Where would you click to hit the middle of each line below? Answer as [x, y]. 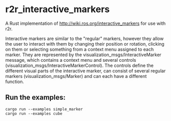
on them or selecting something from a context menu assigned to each [80, 49]
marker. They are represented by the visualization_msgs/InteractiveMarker [83, 55]
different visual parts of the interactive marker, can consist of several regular [85, 71]
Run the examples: [36, 97]
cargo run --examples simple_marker [44, 109]
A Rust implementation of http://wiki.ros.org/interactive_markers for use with [85, 23]
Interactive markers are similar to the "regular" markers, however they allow [84, 38]
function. [15, 82]
